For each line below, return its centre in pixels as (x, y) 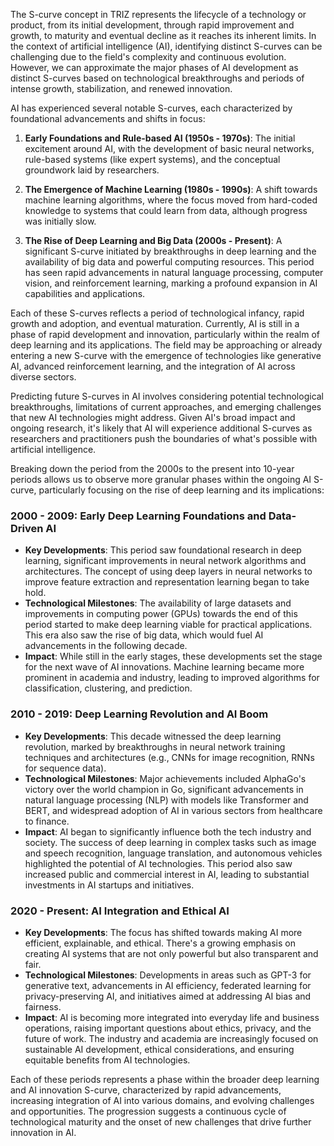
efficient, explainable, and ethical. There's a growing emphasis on (160, 943)
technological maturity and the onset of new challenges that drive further (161, 1121)
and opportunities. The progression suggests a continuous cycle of (148, 1111)
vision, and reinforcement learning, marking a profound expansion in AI (171, 283)
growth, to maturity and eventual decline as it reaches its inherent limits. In (163, 35)
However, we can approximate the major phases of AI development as (154, 67)
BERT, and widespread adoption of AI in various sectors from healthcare (173, 810)
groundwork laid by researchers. (92, 170)
